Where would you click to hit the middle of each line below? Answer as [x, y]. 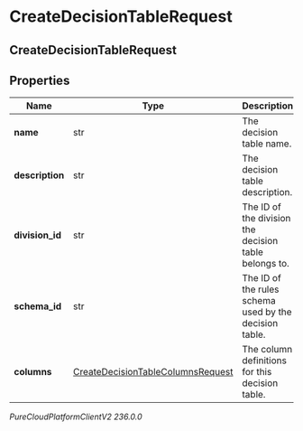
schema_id [38, 306]
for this [257, 372]
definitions [264, 361]
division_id [37, 235]
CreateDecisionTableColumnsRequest [153, 372]
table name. [267, 144]
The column [267, 350]
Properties [40, 80]
